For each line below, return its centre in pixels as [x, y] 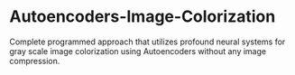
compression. [35, 61]
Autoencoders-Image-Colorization [143, 17]
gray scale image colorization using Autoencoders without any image [138, 51]
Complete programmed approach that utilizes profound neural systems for [147, 42]
